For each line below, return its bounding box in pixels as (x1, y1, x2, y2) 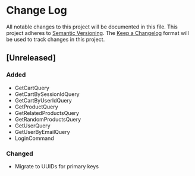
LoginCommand (14, 135, 55, 142)
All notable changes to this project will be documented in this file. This (6, 23, 178, 30)
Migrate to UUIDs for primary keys (14, 162, 99, 169)
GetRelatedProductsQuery (14, 109, 79, 116)
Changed (6, 149, 34, 158)
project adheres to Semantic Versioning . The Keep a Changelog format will (6, 29, 189, 36)
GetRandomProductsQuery (14, 116, 81, 123)
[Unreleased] (6, 53, 56, 63)
